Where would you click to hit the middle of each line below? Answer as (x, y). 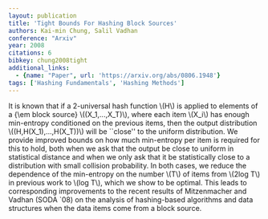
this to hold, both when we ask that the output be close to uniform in (121, 148)
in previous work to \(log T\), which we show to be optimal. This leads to (128, 182)
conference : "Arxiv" (43, 38)
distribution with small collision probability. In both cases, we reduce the (128, 165)
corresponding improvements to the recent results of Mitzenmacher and (128, 191)
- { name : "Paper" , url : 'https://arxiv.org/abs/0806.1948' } (118, 75)
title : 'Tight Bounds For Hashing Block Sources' (93, 23)
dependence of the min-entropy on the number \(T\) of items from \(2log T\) (134, 174)
